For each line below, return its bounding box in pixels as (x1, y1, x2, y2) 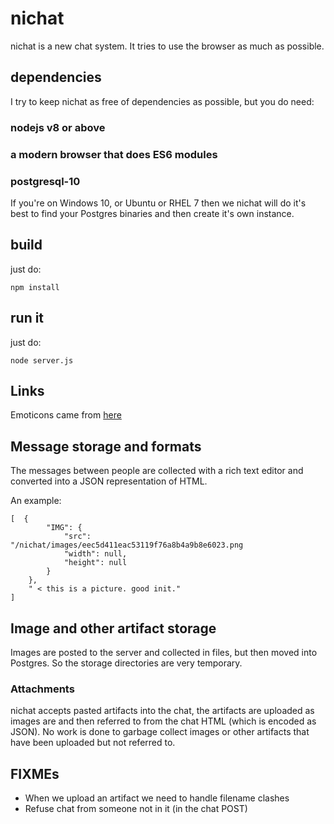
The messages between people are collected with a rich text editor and (10, 465, 304, 477)
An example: (10, 495, 62, 507)
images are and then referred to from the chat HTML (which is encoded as (10, 715, 317, 727)
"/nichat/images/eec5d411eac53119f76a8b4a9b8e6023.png (10, 540, 244, 551)
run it (10, 310, 45, 327)
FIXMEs (10, 765, 60, 782)
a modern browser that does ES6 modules (10, 147, 218, 161)
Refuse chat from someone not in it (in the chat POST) (24, 803, 248, 815)
